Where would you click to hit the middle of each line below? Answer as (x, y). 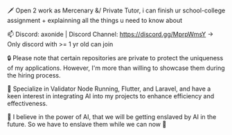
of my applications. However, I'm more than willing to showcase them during (116, 68)
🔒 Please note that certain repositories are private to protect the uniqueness (115, 58)
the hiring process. (34, 75)
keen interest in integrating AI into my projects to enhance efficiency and (111, 96)
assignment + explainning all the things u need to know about (95, 20)
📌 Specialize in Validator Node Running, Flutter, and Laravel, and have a (109, 89)
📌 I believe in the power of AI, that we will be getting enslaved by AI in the (112, 117)
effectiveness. (27, 103)
